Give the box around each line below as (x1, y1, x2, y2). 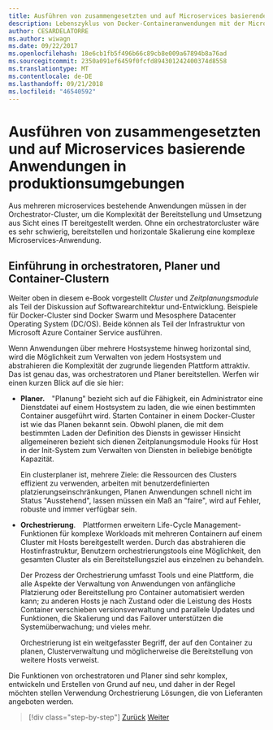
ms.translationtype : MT (8, 65, 89, 73)
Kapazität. (19, 454, 54, 464)
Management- (193, 521, 241, 530)
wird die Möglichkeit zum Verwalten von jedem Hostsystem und (8, 352, 222, 362)
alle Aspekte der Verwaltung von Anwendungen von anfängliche (19, 579, 236, 589)
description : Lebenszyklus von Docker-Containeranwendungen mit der (8, 19, 245, 28)
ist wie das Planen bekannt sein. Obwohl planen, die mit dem (19, 420, 224, 430)
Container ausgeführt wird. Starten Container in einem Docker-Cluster (19, 411, 256, 421)
